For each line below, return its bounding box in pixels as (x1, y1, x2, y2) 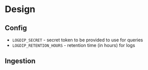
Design (5, 4, 36, 15)
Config (5, 24, 27, 32)
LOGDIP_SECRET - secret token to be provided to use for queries (12, 37, 143, 43)
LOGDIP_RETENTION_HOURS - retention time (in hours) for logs (12, 42, 136, 48)
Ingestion (5, 57, 36, 65)
